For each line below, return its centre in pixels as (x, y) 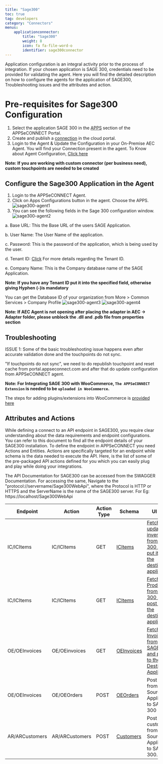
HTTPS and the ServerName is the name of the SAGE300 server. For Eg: (77, 491)
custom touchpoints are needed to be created (52, 169)
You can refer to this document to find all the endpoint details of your (74, 441)
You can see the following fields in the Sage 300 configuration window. (83, 211)
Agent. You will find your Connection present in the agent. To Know (79, 149)
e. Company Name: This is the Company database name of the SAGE (74, 268)
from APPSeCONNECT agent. (35, 374)
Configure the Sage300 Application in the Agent (80, 183)
